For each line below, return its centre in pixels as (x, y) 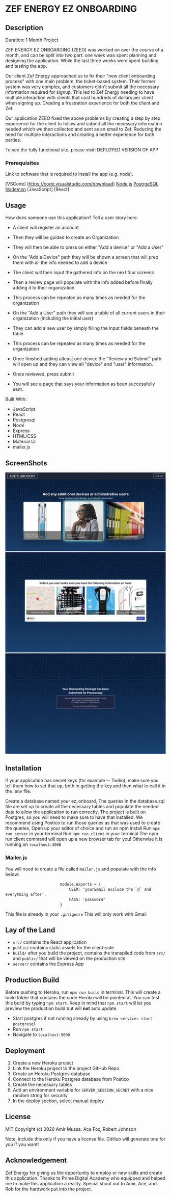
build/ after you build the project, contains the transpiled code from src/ (89, 953)
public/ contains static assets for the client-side (63, 948)
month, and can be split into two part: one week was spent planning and (81, 55)
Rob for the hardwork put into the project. (49, 1189)
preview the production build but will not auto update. (62, 1008)
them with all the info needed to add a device (60, 262)
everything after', (26, 894)
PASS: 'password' (87, 899)
